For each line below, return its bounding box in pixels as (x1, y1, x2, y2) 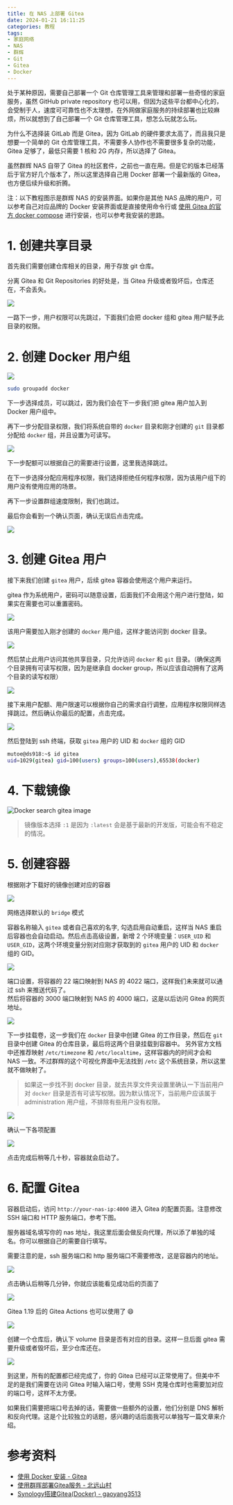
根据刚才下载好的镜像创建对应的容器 (7, 880, 111, 888)
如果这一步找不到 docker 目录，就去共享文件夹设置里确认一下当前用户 (24, 1080, 224, 1089)
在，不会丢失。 (7, 286, 50, 294)
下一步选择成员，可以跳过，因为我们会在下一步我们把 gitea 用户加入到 (7, 399, 207, 407)
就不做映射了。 (7, 1065, 50, 1074)
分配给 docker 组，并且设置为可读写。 (7, 431, 114, 439)
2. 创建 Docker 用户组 (7, 349, 130, 365)
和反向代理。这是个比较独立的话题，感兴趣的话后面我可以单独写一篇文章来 (7, 1412, 220, 1420)
